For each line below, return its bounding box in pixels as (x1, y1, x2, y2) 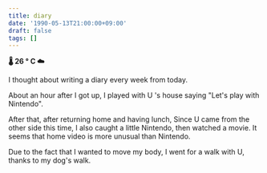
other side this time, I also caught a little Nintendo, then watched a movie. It (8, 123, 257, 133)
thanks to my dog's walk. (8, 155, 91, 165)
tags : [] (8, 34, 38, 42)
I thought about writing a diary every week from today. (8, 75, 188, 85)
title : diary (8, 11, 52, 20)
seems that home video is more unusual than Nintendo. (8, 131, 191, 141)
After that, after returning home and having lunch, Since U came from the (8, 115, 250, 124)
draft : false (8, 26, 52, 34)
